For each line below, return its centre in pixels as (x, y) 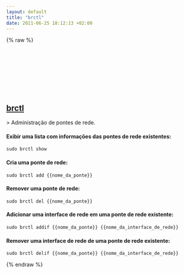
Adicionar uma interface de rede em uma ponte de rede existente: (90, 215)
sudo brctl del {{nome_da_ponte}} (50, 201)
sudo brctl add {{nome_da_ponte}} (50, 175)
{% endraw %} (25, 265)
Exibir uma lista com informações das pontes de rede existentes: (89, 136)
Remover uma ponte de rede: (43, 189)
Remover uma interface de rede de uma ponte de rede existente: (88, 240)
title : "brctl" (25, 17)
